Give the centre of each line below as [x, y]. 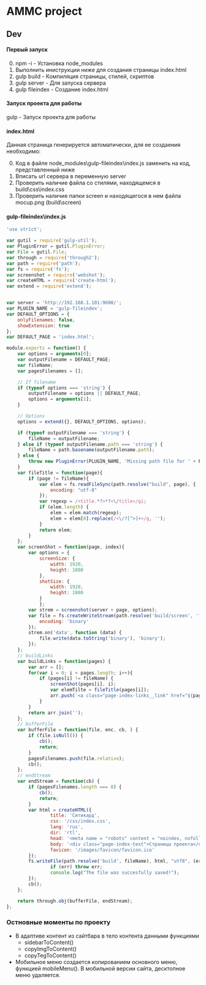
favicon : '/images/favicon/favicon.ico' [102, 850]
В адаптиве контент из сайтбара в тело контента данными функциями [107, 936]
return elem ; [55, 530]
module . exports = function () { [46, 348]
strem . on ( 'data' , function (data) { [75, 633]
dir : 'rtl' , [65, 833]
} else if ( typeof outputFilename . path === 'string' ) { [90, 444]
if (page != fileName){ [59, 478]
